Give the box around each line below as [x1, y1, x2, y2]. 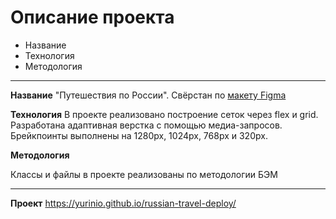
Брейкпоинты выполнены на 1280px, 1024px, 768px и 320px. [10, 129, 268, 141]
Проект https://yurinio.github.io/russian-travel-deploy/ [10, 197, 237, 209]
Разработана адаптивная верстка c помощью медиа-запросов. [10, 119, 283, 131]
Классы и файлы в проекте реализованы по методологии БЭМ [10, 168, 278, 180]
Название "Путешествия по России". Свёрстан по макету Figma [10, 89, 287, 101]
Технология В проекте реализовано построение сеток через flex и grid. [10, 108, 319, 120]
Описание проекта [10, 6, 175, 29]
